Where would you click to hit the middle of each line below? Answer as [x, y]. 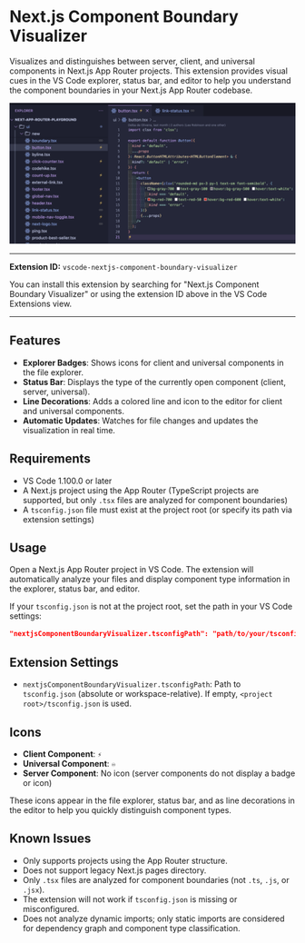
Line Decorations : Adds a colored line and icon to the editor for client [152, 401]
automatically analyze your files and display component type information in [150, 580]
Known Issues [50, 839]
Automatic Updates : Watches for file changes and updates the [140, 421]
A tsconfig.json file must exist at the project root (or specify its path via [157, 510]
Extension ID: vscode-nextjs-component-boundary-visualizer [123, 267]
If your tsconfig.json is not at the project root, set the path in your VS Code [151, 607]
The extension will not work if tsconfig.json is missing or [130, 899]
